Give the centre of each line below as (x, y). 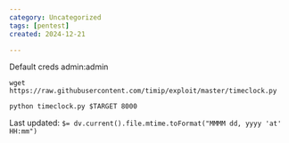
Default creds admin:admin (59, 67)
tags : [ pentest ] (39, 26)
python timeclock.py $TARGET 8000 (74, 107)
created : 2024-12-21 (48, 34)
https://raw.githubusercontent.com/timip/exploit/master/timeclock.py (143, 91)
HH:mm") (24, 131)
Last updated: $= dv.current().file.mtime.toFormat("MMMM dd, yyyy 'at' (145, 123)
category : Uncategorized (55, 17)
